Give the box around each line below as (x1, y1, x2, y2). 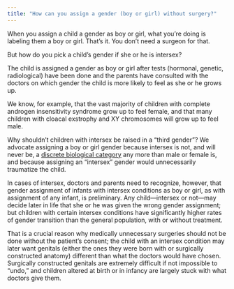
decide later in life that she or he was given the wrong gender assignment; (7, 200, 221, 209)
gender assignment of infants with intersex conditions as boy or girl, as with (7, 186, 226, 194)
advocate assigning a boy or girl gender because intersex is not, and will (7, 142, 216, 151)
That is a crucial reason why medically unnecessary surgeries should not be (7, 229, 226, 237)
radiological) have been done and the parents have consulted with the (7, 71, 209, 80)
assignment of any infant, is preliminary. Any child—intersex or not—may (7, 193, 217, 202)
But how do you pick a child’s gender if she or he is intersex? (7, 50, 182, 59)
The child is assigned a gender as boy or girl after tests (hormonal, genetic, (7, 64, 224, 72)
